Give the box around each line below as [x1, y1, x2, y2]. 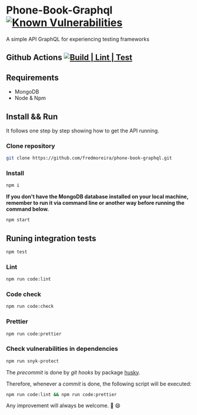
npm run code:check [6, 304, 54, 310]
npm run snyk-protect [6, 358, 59, 364]
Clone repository [6, 142, 55, 150]
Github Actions [6, 52, 63, 62]
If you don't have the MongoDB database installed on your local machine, [6, 193, 189, 200]
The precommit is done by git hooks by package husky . [6, 368, 141, 376]
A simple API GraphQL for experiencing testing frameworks [6, 35, 150, 42]
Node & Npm [14, 95, 46, 102]
